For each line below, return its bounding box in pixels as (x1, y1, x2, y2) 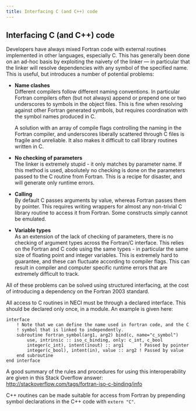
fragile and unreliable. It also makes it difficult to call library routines (14, 137, 178, 144)
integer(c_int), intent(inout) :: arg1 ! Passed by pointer (27, 342, 190, 348)
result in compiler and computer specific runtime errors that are (14, 264, 167, 271)
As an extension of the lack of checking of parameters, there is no (14, 233, 174, 240)
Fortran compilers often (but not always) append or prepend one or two (14, 94, 187, 101)
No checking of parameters (14, 155, 83, 162)
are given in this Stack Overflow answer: (6, 374, 103, 381)
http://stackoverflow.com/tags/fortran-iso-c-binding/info (6, 381, 143, 388)
